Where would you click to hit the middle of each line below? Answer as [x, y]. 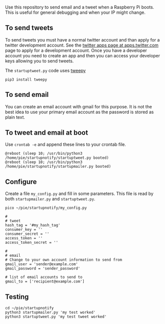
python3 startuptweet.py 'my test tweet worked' [56, 317]
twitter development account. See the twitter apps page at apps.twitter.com [82, 45]
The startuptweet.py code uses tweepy [46, 70]
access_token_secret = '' [32, 243]
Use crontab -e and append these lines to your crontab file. [66, 144]
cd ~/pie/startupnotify [30, 308]
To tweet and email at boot [47, 133]
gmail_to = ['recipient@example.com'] [45, 281]
